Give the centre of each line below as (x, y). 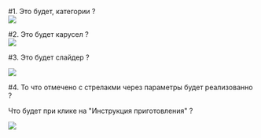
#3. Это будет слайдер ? (49, 57)
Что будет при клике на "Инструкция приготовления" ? (101, 111)
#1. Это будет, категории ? (52, 11)
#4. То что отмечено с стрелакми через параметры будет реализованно (130, 87)
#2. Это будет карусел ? (48, 34)
